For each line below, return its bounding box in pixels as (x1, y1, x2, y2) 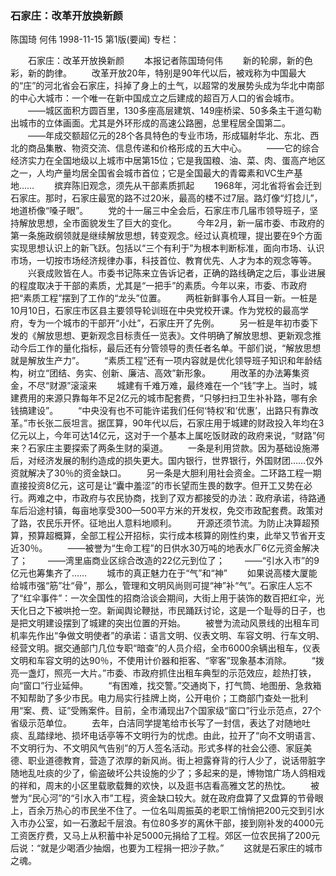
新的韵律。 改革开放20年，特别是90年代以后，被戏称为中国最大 (27, 67, 307, 79)
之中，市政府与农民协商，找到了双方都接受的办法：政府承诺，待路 (44, 492, 317, 504)
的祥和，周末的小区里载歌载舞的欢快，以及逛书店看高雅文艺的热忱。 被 (10, 780, 320, 792)
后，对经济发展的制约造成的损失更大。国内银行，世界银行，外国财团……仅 (10, 455, 315, 467)
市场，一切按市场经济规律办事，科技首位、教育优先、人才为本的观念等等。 (10, 255, 317, 267)
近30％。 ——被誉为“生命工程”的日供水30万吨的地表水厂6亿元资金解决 (10, 542, 320, 554)
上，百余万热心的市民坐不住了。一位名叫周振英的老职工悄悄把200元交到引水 (10, 805, 325, 817)
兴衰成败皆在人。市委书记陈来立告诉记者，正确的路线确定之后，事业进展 (27, 267, 326, 279)
